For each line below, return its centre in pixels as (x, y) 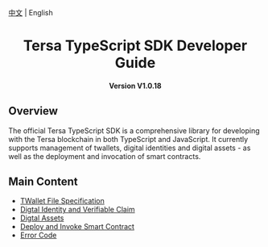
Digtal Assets (42, 218)
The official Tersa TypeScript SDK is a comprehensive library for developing (134, 130)
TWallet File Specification (62, 201)
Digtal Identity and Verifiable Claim (77, 210)
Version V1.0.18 (135, 86)
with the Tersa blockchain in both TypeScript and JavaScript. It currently (128, 139)
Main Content (43, 181)
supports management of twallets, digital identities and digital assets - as (130, 148)
